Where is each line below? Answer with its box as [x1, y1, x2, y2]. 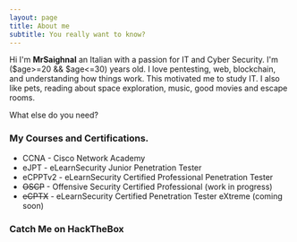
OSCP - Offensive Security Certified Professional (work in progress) [21, 181, 273, 192]
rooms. [9, 92, 36, 103]
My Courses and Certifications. [9, 132, 149, 144]
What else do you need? [9, 109, 98, 121]
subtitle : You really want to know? [9, 30, 146, 39]
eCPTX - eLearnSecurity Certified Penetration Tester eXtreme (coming [21, 190, 284, 202]
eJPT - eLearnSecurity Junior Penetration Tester [21, 162, 202, 173]
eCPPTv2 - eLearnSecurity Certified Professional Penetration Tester [21, 171, 274, 182]
